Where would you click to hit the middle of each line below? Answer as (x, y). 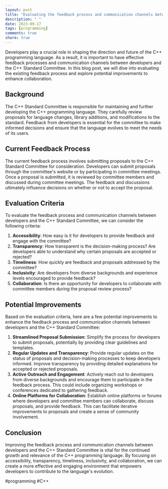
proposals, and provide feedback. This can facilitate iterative (75, 406)
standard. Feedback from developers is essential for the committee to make (83, 122)
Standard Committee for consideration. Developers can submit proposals (80, 166)
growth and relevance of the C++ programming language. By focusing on (81, 455)
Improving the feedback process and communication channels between (79, 444)
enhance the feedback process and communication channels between (78, 322)
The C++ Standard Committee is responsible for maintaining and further (79, 106)
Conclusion (23, 433)
